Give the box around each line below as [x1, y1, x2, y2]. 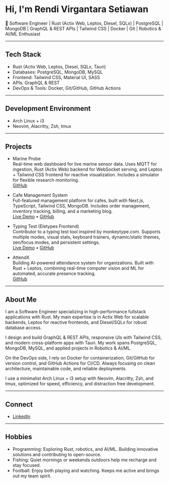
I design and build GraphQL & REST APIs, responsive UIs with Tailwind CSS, [5, 334, 162, 340]
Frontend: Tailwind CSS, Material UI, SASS [12, 74, 101, 80]
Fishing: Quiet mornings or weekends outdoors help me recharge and [12, 457, 157, 463]
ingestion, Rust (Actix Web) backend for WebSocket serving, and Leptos [12, 166, 162, 172]
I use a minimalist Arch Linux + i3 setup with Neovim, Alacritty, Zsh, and [5, 375, 154, 381]
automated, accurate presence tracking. [12, 270, 96, 276]
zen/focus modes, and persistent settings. [12, 239, 100, 245]
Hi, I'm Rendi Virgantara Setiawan [5, 4, 148, 15]
